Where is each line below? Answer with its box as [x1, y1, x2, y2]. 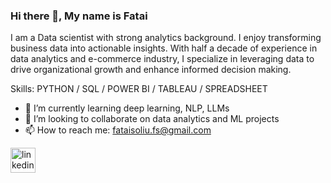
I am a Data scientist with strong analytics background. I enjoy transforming [10, 32, 322, 44]
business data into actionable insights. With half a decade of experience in [10, 42, 318, 54]
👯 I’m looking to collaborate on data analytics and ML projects [24, 113, 280, 125]
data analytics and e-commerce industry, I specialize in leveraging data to [10, 53, 315, 65]
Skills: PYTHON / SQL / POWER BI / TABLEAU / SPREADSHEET [10, 83, 268, 95]
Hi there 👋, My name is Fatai [10, 9, 148, 23]
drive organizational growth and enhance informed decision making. [10, 64, 292, 76]
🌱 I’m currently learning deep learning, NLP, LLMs [24, 102, 230, 114]
